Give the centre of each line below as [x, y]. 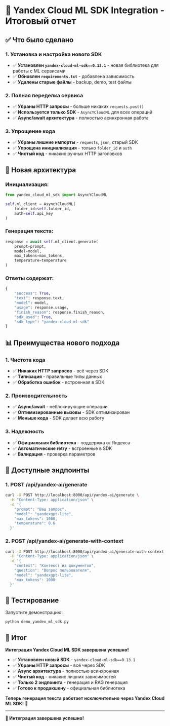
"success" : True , [33, 293]
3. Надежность [25, 432]
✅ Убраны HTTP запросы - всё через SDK [59, 665]
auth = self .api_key [34, 213]
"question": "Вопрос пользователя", [53, 570]
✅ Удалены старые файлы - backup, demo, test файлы [72, 82]
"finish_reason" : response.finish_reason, [60, 312]
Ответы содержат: [30, 278]
